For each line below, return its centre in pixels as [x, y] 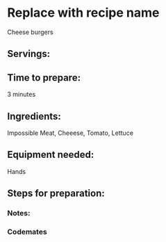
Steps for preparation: [56, 194]
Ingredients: [34, 116]
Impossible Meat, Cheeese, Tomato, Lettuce [70, 133]
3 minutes [22, 95]
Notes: [19, 213]
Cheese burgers [30, 32]
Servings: [29, 54]
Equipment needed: [51, 155]
